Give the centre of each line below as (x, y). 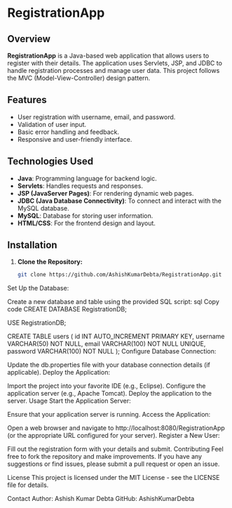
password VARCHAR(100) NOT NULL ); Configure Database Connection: (112, 352)
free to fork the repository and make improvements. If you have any (104, 457)
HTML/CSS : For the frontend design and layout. (87, 223)
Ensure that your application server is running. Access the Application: (109, 415)
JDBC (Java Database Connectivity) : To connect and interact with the (120, 201)
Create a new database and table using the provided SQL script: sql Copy (113, 302)
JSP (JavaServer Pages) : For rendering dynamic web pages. (105, 193)
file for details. (28, 485)
